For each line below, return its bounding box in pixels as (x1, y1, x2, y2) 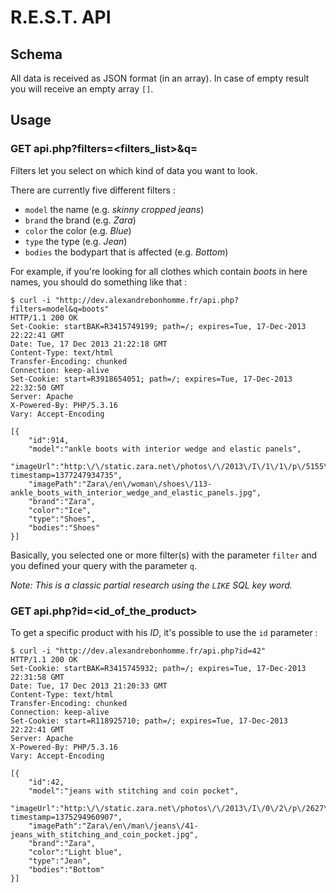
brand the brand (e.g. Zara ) (24, 214, 137, 226)
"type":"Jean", (28, 856, 92, 866)
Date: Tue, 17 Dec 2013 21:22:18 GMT (10, 339, 168, 349)
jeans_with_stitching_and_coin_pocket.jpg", (10, 829, 199, 840)
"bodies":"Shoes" (28, 522, 101, 533)
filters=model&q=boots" (10, 304, 110, 314)
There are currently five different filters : (10, 184, 176, 196)
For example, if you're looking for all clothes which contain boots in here (10, 265, 308, 277)
